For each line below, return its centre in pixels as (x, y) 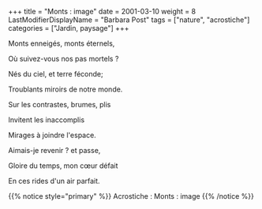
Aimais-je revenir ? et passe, (54, 150)
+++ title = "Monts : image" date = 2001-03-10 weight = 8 (102, 11)
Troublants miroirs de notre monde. (65, 89)
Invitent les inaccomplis (47, 120)
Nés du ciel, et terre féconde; (56, 74)
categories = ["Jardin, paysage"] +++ (69, 28)
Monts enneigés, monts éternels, (62, 43)
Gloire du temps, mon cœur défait (63, 166)
